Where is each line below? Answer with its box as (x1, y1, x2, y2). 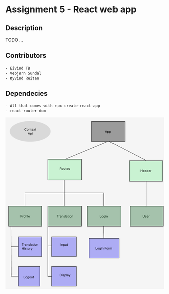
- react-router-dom (5, 108, 46, 113)
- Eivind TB (5, 66, 30, 71)
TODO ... (5, 37, 24, 43)
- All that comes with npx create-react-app (5, 103, 100, 108)
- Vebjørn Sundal (5, 71, 42, 76)
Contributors (5, 51, 47, 60)
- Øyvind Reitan (5, 76, 39, 81)
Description (5, 24, 43, 32)
